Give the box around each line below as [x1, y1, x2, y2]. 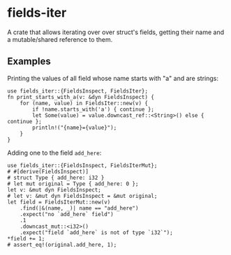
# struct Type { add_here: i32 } [7, 174, 105, 181]
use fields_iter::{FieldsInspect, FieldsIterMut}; [7, 162, 158, 169]
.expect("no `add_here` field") [20, 210, 114, 217]
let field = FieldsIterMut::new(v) [7, 199, 111, 206]
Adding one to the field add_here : [7, 148, 102, 157]
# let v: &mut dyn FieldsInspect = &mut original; [7, 192, 158, 199]
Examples [7, 56, 51, 68]
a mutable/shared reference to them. [7, 35, 113, 43]
